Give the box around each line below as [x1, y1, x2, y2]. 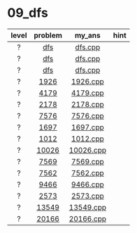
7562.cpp [71, 168, 105, 177]
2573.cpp [71, 191, 105, 201]
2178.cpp [71, 99, 105, 109]
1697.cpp [71, 122, 105, 132]
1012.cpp [71, 134, 105, 144]
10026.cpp [68, 145, 107, 155]
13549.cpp [68, 202, 107, 212]
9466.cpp [71, 180, 105, 189]
